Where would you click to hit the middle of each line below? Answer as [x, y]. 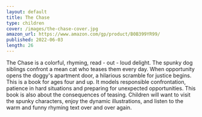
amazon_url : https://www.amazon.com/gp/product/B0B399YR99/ [84, 34]
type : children [25, 23]
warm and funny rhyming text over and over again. [69, 107]
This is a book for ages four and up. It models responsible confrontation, [96, 81]
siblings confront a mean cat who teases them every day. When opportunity [100, 69]
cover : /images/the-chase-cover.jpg [52, 29]
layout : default [27, 12]
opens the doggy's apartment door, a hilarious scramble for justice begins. [99, 75]
